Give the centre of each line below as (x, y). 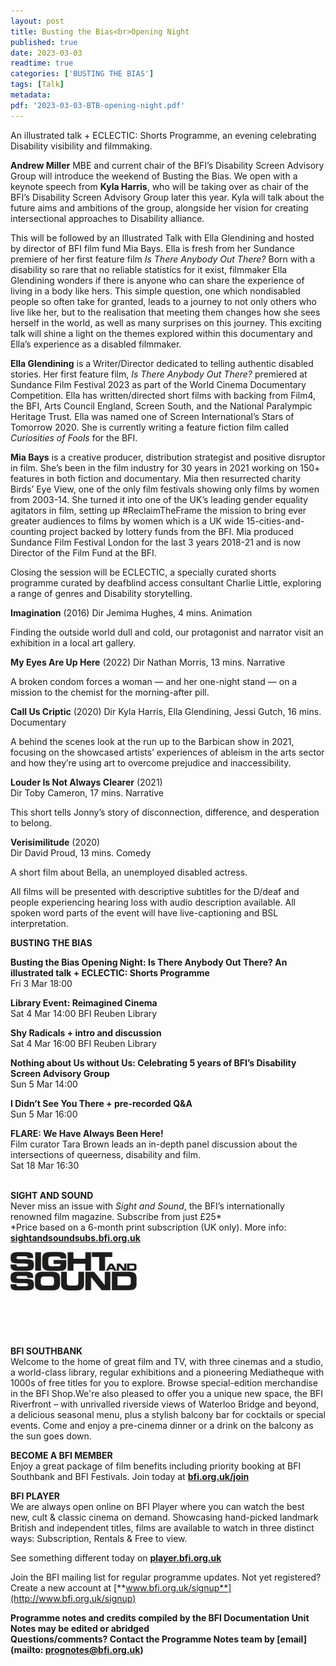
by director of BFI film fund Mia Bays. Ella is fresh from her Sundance (152, 248)
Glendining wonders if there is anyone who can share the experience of (157, 280)
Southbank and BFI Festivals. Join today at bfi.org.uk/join (130, 1476)
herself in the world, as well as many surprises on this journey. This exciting (166, 322)
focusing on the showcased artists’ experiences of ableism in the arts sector (167, 752)
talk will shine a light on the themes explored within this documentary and (161, 333)
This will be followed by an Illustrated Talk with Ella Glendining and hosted (162, 237)
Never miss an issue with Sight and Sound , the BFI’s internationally (147, 1206)
